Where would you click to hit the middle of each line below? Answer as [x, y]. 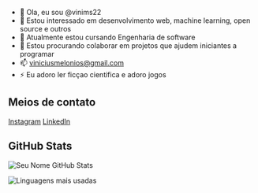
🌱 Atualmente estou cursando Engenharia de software [107, 37]
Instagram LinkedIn [39, 121]
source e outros [45, 29]
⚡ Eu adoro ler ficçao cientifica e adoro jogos [93, 74]
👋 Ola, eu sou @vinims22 [60, 12]
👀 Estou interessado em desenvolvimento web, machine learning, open [135, 20]
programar [37, 54]
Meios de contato [52, 102]
